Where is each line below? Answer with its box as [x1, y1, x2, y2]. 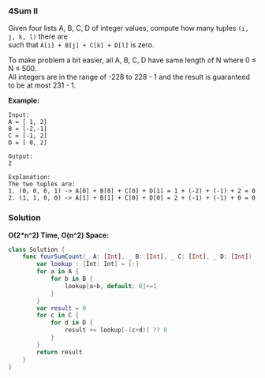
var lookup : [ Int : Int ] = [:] [36, 260, 140, 268]
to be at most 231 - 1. [8, 80, 77, 90]
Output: [8, 152, 34, 161]
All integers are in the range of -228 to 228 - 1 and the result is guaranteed [8, 73, 251, 82]
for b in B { [50, 275, 93, 283]
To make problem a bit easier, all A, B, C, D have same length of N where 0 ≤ [8, 55, 257, 65]
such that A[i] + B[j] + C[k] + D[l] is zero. [8, 40, 155, 50]
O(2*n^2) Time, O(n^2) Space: [8, 230, 110, 240]
